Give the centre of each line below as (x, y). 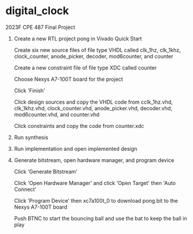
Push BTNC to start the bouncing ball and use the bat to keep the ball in (100, 218)
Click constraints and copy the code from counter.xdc (79, 126)
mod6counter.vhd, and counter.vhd (57, 114)
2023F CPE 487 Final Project (40, 27)
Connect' (25, 189)
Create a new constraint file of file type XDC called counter (85, 67)
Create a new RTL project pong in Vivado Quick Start (78, 38)
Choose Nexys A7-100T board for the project (69, 79)
